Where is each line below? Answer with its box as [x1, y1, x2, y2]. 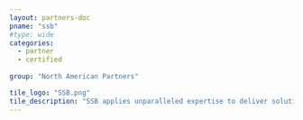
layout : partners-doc [9, 13, 91, 23]
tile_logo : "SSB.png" [9, 88, 91, 97]
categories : [9, 38, 54, 48]
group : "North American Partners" [9, 72, 140, 81]
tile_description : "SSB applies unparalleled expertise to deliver [9, 97, 269, 106]
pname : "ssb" [9, 22, 59, 31]
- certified [17, 55, 63, 64]
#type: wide [9, 30, 54, 39]
